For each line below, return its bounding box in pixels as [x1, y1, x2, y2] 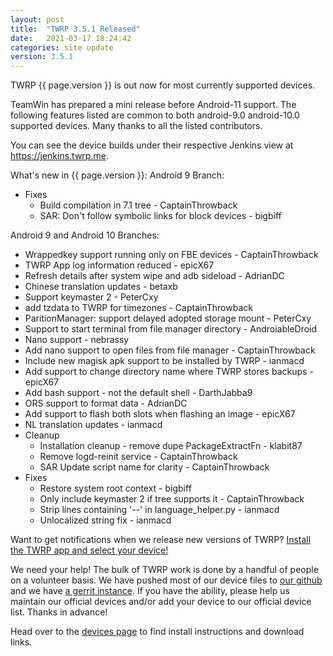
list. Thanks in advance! [10, 606, 108, 618]
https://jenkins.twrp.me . [10, 150, 109, 162]
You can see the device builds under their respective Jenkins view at [10, 139, 294, 151]
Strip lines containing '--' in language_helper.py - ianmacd [39, 504, 280, 516]
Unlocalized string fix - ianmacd [39, 514, 172, 526]
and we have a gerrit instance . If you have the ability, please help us [10, 585, 290, 597]
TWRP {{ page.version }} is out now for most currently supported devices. [10, 79, 316, 91]
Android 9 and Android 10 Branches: [10, 229, 160, 241]
